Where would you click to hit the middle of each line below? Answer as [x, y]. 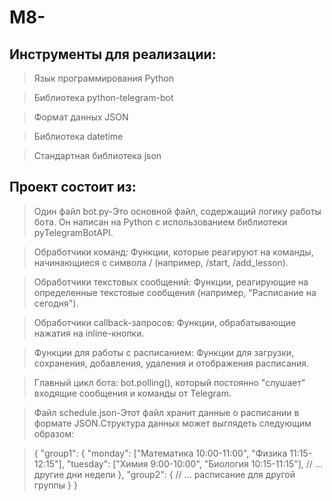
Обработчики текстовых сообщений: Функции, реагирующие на [171, 282]
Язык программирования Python [103, 78]
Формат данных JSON [81, 117]
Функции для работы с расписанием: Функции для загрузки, [164, 352]
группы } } [55, 485]
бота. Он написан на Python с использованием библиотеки [160, 222]
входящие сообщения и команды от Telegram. [132, 393]
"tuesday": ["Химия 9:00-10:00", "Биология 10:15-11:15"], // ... [194, 463]
